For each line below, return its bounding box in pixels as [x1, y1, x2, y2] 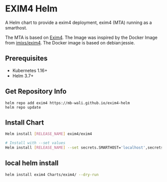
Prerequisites [5, 54, 48, 63]
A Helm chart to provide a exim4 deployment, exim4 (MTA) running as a [5, 19, 152, 25]
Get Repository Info [5, 87, 67, 96]
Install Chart [5, 118, 44, 127]
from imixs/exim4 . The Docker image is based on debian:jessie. [5, 39, 135, 45]
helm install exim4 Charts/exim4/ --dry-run [5, 172, 99, 177]
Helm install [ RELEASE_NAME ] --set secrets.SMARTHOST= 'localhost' [5, 145, 146, 150]
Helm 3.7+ [12, 73, 34, 79]
